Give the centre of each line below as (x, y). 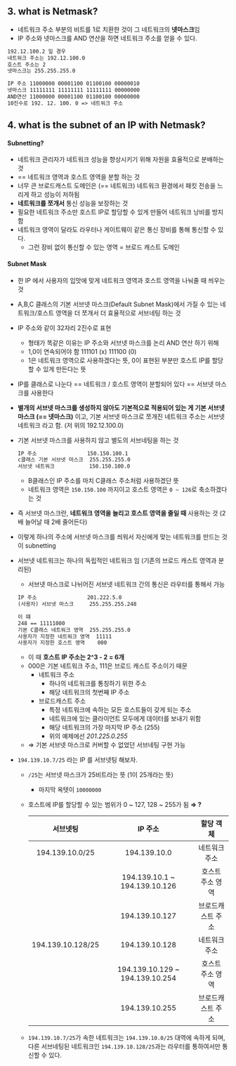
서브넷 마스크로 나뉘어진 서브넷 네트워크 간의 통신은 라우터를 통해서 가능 (126, 584)
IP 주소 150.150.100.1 (73, 453)
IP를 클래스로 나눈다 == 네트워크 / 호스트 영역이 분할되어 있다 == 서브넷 (116, 384)
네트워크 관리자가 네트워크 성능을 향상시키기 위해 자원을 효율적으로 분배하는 (121, 159)
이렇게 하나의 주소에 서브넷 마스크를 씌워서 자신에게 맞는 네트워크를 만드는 (119, 537)
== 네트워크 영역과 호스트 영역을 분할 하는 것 (79, 177)
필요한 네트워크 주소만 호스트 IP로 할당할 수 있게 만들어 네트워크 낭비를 (114, 212)
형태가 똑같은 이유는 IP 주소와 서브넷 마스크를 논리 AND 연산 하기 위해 (123, 343)
